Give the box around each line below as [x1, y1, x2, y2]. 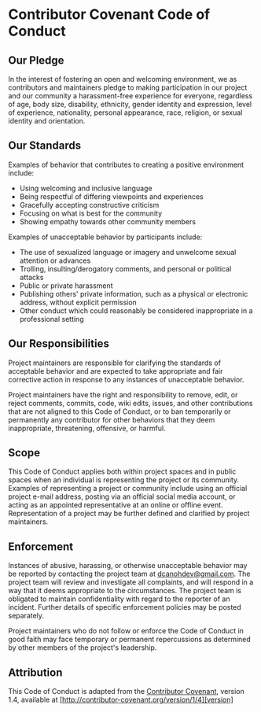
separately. [8, 611, 45, 621]
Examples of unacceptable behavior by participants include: [8, 232, 203, 242]
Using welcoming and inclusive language [19, 183, 153, 193]
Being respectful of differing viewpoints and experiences [19, 191, 204, 201]
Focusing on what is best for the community [19, 208, 163, 218]
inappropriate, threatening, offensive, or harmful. [8, 423, 167, 433]
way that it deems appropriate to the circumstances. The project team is [8, 586, 242, 596]
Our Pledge [8, 53, 64, 67]
